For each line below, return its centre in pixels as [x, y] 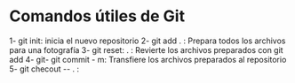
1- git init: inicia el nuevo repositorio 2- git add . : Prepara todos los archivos [147, 41]
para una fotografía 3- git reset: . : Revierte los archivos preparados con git [146, 49]
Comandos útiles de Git [97, 16]
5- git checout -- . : [44, 69]
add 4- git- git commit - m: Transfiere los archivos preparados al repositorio [148, 59]
